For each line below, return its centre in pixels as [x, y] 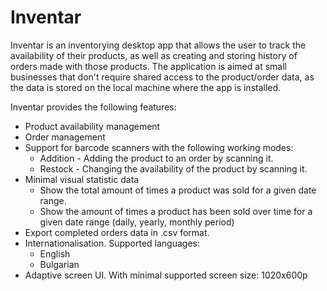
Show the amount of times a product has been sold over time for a [176, 211]
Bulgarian [59, 264]
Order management [65, 137]
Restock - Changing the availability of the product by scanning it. [173, 168]
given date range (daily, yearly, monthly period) [137, 222]
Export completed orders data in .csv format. [117, 232]
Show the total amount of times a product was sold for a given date [178, 190]
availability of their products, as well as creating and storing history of [154, 55]
